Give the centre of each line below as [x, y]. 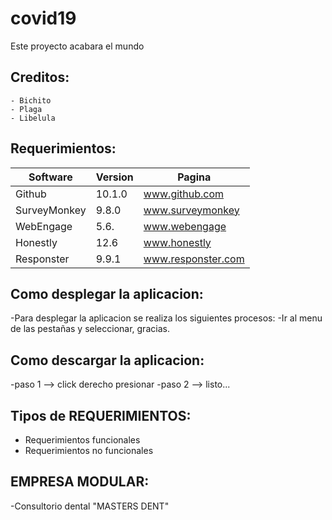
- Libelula [33, 118]
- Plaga [26, 109]
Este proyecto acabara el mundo [77, 46]
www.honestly [177, 242]
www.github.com [184, 194]
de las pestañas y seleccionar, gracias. [90, 329]
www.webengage [185, 226]
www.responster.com [194, 259]
